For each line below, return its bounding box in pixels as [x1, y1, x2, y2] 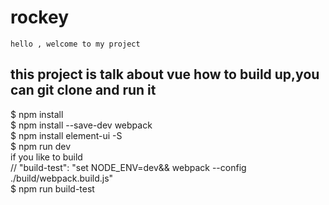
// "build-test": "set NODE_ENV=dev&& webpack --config [10, 161, 247, 173]
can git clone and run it [10, 82, 157, 99]
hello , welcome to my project [10, 39, 141, 49]
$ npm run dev [10, 140, 72, 152]
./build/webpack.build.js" [10, 172, 114, 184]
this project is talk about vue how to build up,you [10, 66, 320, 83]
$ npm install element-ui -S [10, 129, 123, 141]
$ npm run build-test [10, 182, 95, 195]
